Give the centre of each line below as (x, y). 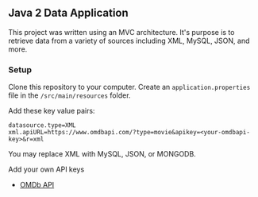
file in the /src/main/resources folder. (69, 95)
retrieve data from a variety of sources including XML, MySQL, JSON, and (129, 41)
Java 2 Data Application (68, 13)
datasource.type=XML (42, 126)
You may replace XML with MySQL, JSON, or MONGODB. (102, 154)
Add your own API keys (46, 169)
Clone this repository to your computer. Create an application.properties (129, 87)
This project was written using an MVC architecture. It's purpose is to (121, 32)
